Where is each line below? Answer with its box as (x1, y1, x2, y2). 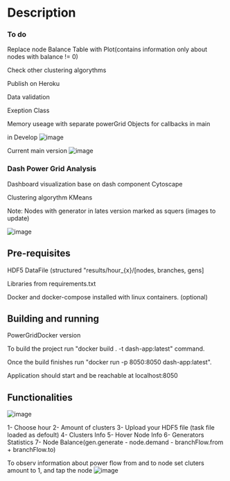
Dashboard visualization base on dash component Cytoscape (7, 180, 183, 188)
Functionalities (7, 392, 73, 403)
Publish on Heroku (7, 80, 60, 88)
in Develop (7, 133, 38, 141)
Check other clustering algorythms (7, 66, 107, 74)
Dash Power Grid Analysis (7, 164, 97, 174)
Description (7, 5, 76, 21)
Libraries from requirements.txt (7, 279, 96, 288)
